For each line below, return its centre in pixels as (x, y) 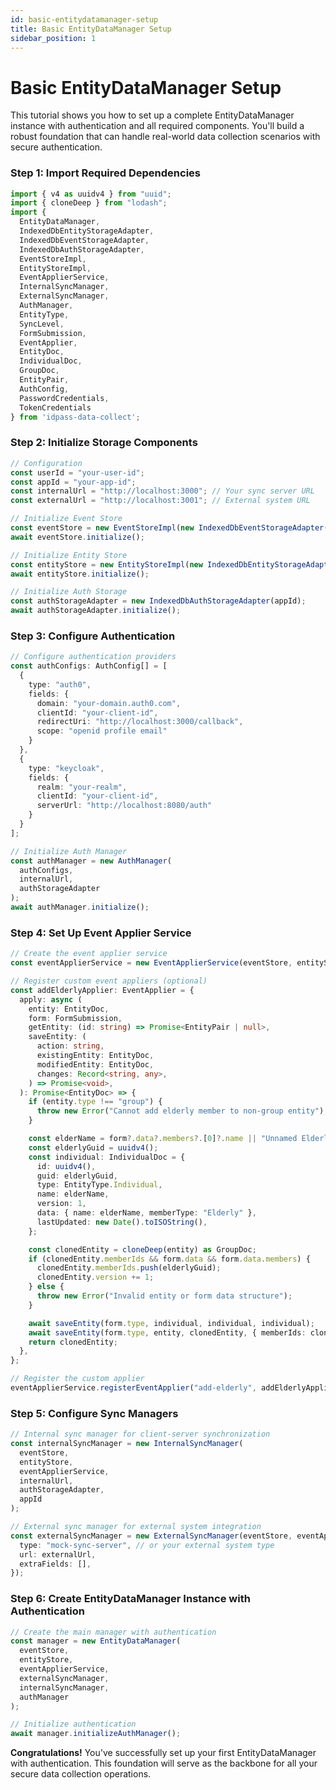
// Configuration (46, 463)
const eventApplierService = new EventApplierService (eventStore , (151, 963)
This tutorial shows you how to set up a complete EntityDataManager (152, 115)
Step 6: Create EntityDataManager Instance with (130, 1599)
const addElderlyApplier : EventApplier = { (102, 990)
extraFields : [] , (55, 1564)
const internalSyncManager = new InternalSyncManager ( (127, 1444)
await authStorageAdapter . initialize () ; (96, 611)
